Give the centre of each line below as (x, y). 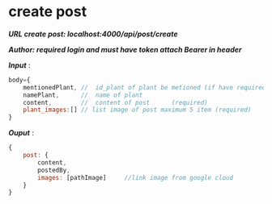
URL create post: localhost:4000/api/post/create (93, 34)
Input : (19, 65)
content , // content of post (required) (115, 102)
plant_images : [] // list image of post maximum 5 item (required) (137, 110)
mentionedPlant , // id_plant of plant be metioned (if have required (144, 87)
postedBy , (54, 170)
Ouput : (21, 133)
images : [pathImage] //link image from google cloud (135, 177)
